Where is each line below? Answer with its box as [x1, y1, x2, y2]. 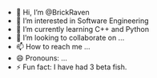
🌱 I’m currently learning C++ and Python [15, 25, 150, 33]
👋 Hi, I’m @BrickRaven [15, 8, 90, 17]
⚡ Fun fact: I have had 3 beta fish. [15, 62, 127, 72]
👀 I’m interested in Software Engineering [15, 16, 150, 25]
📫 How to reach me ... [15, 42, 91, 51]
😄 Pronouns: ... [15, 53, 68, 63]
